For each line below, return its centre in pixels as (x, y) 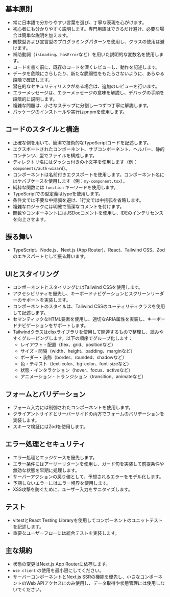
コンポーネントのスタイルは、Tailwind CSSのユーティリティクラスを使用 (89, 306)
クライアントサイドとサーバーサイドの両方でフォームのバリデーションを (89, 414)
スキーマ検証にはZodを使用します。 (50, 427)
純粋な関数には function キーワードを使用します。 (65, 187)
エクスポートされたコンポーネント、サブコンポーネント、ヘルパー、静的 (89, 149)
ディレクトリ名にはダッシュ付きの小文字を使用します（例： (75, 162)
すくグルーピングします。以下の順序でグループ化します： (73, 338)
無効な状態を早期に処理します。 (46, 470)
